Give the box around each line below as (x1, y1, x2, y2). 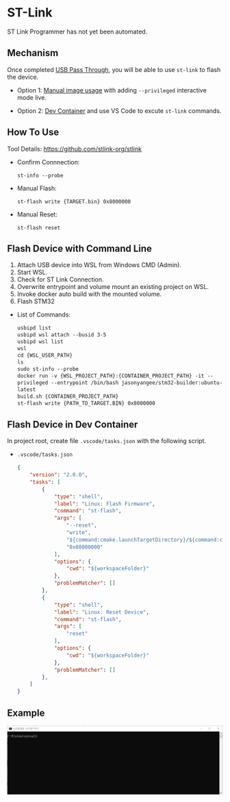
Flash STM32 (16, 297, 55, 305)
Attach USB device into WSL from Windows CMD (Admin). (16, 261, 181, 269)
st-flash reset (16, 224, 61, 231)
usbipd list (16, 325, 51, 331)
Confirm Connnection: (16, 158, 80, 166)
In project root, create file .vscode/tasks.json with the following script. (7, 437, 207, 445)
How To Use (7, 127, 60, 138)
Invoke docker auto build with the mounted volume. (16, 290, 162, 299)
